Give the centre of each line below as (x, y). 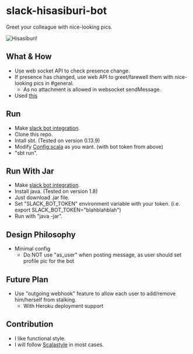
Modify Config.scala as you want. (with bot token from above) (89, 147)
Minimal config (32, 249)
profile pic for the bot (49, 261)
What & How (29, 57)
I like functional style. (40, 338)
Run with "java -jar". (38, 216)
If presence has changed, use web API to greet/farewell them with (94, 77)
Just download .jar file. (42, 197)
